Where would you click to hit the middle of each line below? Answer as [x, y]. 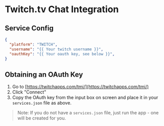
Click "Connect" [29, 92]
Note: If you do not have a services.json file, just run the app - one [88, 113]
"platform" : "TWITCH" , [33, 44]
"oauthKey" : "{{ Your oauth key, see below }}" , [62, 54]
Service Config [29, 28]
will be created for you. [42, 118]
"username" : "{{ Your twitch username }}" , [56, 49]
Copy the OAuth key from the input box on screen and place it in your [85, 98]
